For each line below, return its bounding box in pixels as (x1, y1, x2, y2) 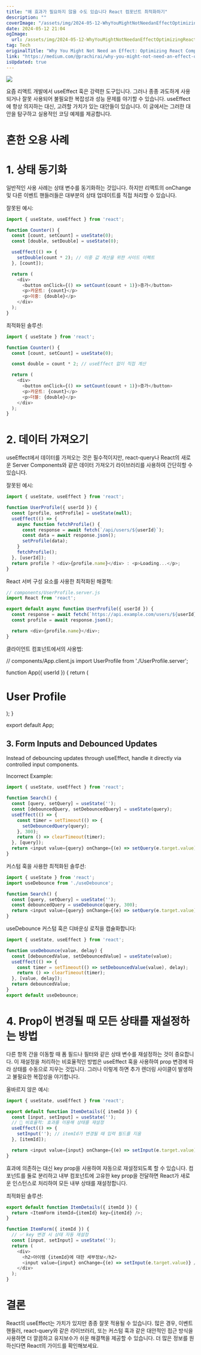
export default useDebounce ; (6, 992, 79, 998)
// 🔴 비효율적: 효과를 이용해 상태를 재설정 (11, 1120, 104, 1126)
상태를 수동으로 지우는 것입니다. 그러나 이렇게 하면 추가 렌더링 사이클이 (12, 1065, 177, 1072)
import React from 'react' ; (6, 595, 77, 601)
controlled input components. (6, 761, 79, 768)
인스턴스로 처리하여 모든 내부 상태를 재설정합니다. (12, 1179, 127, 1186)
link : (6, 53, 20, 59)
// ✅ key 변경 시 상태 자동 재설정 (11, 1232, 89, 1238)
